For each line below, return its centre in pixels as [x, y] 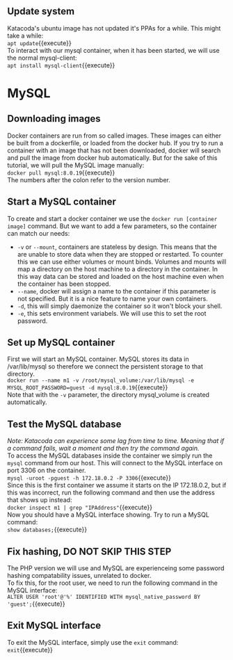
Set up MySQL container [61, 343]
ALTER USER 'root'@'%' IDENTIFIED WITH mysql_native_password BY [104, 597]
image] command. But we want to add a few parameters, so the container [112, 226]
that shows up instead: [40, 500]
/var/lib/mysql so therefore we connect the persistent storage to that [105, 367]
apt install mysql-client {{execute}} [61, 65]
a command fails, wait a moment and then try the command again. [103, 449]
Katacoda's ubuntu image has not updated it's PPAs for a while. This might [114, 28]
